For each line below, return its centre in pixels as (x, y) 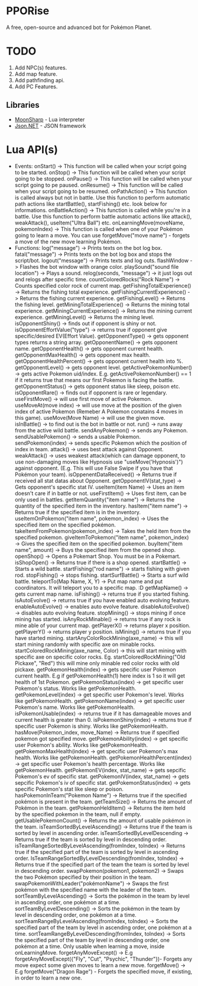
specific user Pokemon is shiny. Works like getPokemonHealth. (91, 726)
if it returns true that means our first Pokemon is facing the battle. (94, 380)
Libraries (23, 105)
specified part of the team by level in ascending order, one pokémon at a (103, 927)
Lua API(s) (32, 150)
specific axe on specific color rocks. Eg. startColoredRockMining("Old (100, 657)
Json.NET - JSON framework (50, 126)
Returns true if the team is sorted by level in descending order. (91, 839)
